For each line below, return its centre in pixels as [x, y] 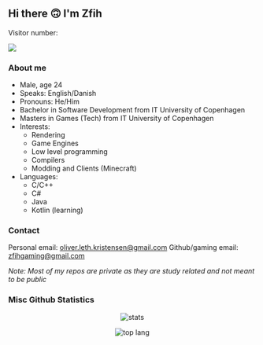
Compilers [48, 160]
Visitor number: [33, 32]
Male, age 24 [41, 85]
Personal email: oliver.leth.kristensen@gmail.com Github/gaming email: [123, 248]
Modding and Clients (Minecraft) [84, 168]
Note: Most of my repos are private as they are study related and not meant [131, 271]
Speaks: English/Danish [58, 94]
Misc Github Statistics [51, 300]
